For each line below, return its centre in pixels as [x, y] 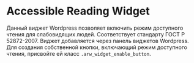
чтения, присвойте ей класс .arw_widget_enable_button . [79, 53]
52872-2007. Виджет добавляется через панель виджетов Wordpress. [98, 41]
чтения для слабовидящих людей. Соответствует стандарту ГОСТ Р [96, 34]
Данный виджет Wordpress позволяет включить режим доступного [95, 28]
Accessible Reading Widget [78, 11]
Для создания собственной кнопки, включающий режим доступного [97, 47]
